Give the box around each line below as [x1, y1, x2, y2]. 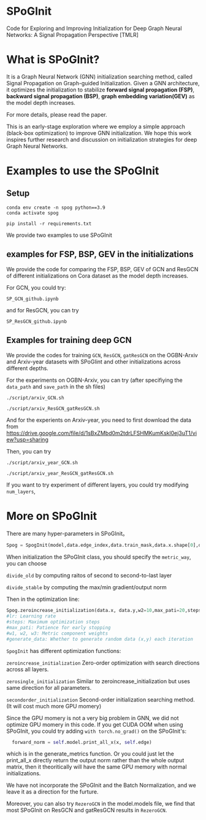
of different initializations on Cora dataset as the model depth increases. [6, 272, 189, 279]
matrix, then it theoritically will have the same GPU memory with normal [6, 763, 187, 771]
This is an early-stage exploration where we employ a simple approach [6, 123, 186, 130]
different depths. [6, 364, 49, 372]
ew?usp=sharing [6, 436, 49, 443]
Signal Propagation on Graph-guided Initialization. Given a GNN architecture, [6, 79, 200, 87]
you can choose [6, 560, 47, 567]
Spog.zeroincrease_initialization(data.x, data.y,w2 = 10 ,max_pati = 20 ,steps [6, 608, 202, 614]
